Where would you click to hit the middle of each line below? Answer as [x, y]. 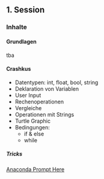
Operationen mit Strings [44, 114]
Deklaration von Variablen [47, 89]
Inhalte [17, 27]
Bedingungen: [32, 127]
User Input [28, 95]
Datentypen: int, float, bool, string [57, 82]
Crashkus [19, 69]
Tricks [14, 154]
